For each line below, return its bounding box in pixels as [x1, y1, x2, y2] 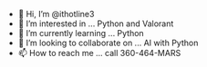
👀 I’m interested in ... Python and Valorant [17, 18, 174, 29]
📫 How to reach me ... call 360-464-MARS [17, 48, 181, 58]
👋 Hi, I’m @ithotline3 [17, 9, 95, 19]
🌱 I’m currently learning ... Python [17, 28, 144, 38]
